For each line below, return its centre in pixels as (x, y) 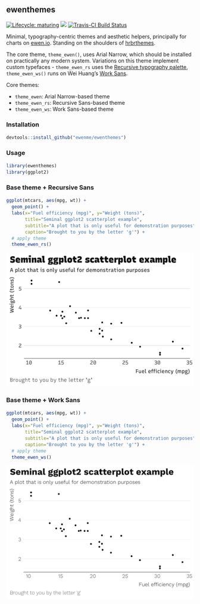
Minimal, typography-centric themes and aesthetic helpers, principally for (96, 36)
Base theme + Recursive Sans (50, 187)
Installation (23, 124)
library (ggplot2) (28, 172)
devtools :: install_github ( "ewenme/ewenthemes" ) (66, 138)
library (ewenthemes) (32, 166)
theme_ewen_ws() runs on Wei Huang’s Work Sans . (67, 73)
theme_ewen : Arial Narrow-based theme (62, 96)
